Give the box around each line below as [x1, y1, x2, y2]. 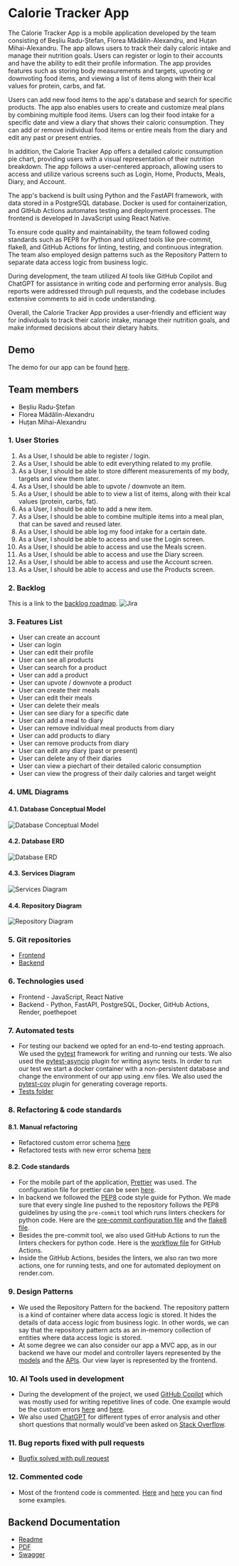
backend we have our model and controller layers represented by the [18, 1348, 221, 1357]
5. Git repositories [8, 935, 72, 945]
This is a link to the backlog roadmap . [8, 599, 118, 608]
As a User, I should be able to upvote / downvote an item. [18, 482, 186, 490]
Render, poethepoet [18, 1007, 77, 1016]
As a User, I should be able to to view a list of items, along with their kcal [18, 489, 230, 498]
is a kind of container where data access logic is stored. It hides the [18, 1310, 217, 1319]
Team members [8, 383, 79, 396]
